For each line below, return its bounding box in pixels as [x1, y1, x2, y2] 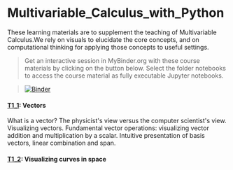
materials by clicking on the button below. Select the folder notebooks [24, 64, 226, 72]
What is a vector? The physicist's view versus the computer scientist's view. [7, 117, 227, 125]
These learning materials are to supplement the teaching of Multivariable [7, 28, 217, 36]
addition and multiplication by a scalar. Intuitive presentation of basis [7, 132, 205, 140]
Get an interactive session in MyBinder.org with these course [24, 56, 201, 64]
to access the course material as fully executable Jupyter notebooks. [24, 71, 224, 80]
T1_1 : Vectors [7, 101, 47, 109]
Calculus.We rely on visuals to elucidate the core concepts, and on [7, 35, 199, 43]
